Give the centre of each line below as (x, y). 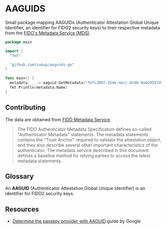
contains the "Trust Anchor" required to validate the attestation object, (89, 140)
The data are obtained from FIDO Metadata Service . (58, 119)
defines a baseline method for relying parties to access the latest (84, 155)
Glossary (19, 177)
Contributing (25, 108)
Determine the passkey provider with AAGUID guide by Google (77, 221)
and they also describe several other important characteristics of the (87, 145)
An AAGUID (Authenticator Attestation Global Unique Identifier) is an (75, 188)
